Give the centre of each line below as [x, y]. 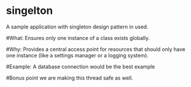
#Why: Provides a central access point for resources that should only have [96, 49]
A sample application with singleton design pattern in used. [77, 27]
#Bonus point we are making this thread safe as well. [70, 78]
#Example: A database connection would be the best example [81, 66]
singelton [29, 11]
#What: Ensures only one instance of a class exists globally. [78, 38]
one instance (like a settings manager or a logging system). [77, 55]
